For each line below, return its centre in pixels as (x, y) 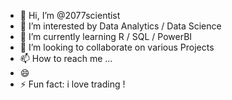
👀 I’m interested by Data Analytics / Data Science (120, 26)
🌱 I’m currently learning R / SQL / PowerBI (106, 36)
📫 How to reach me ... (66, 58)
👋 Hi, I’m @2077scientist (70, 15)
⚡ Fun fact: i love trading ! (72, 84)
